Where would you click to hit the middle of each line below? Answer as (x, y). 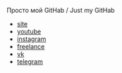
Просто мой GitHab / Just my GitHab (61, 10)
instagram (31, 39)
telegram (30, 62)
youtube (29, 32)
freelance (31, 46)
